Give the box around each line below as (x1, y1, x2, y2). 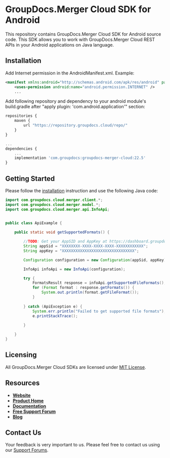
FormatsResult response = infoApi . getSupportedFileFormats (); (32, 280, 166, 285)
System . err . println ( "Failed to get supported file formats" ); (32, 309, 166, 314)
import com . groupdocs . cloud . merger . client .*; (5, 197, 103, 202)
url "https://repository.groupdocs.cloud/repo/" (23, 123, 128, 128)
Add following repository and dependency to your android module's (5, 98, 147, 104)
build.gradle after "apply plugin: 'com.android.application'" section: (5, 104, 145, 110)
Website (12, 392, 31, 398)
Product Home (12, 397, 44, 403)
